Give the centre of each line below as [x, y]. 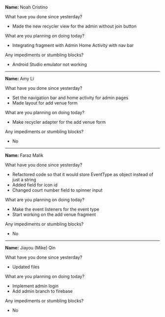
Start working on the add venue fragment [54, 214]
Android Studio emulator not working [49, 64]
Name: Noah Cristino [27, 7]
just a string [24, 180]
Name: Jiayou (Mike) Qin [30, 248]
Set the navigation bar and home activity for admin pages [70, 98]
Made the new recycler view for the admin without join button [74, 26]
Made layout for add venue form [45, 103]
